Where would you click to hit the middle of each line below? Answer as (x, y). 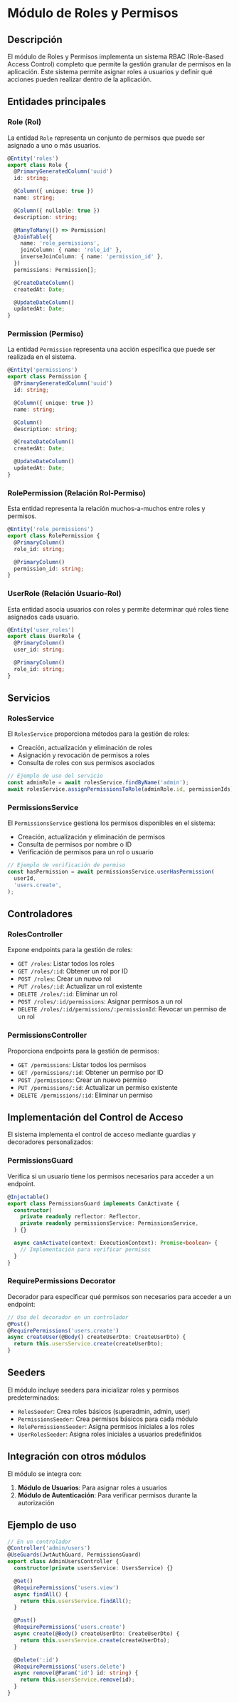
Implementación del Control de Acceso (95, 1117)
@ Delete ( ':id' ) (36, 1660)
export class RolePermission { (54, 536)
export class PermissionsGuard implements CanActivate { (94, 1203)
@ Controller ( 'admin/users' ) (49, 1548)
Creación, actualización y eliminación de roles (85, 748)
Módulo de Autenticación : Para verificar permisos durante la (107, 1495)
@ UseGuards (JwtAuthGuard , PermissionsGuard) (74, 1555)
